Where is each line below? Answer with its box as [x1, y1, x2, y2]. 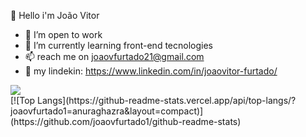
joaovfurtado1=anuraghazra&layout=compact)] [10, 105, 204, 117]
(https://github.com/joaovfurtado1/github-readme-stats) [10, 116, 242, 127]
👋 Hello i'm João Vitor [10, 10, 100, 21]
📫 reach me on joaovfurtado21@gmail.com [24, 51, 205, 62]
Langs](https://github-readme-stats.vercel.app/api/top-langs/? [37, 95, 297, 106]
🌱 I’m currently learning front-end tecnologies [24, 40, 213, 51]
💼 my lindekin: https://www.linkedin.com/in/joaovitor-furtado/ [24, 65, 278, 77]
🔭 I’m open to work [24, 29, 103, 40]
